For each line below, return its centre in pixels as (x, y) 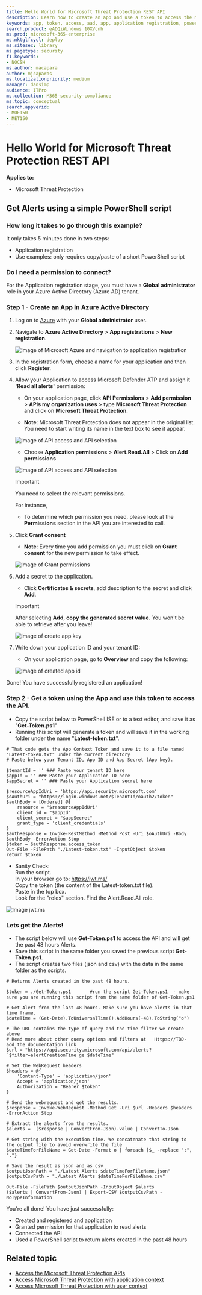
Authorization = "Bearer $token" (59, 1087)
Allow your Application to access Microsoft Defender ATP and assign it (103, 380)
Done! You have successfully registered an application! (74, 683)
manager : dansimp (28, 85)
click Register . (33, 368)
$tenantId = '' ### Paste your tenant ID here (66, 770)
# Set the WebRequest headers (44, 1066)
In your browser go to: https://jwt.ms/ (61, 879)
